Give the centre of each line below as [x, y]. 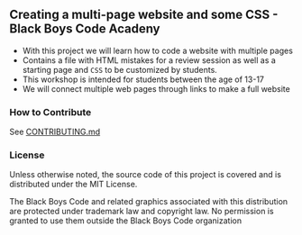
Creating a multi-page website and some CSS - [144, 15]
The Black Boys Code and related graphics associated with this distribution [149, 202]
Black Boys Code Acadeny [85, 29]
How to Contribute [50, 112]
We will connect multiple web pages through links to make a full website [156, 88]
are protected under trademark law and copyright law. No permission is [142, 212]
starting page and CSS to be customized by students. [120, 69]
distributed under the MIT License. [73, 185]
